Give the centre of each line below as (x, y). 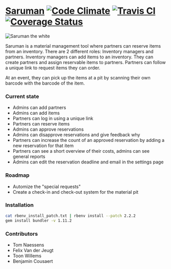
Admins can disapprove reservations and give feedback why (76, 135)
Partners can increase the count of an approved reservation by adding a (89, 140)
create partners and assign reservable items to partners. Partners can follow (86, 62)
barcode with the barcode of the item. (45, 83)
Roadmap (17, 175)
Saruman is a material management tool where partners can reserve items (83, 46)
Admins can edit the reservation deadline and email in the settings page (88, 162)
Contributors (22, 234)
